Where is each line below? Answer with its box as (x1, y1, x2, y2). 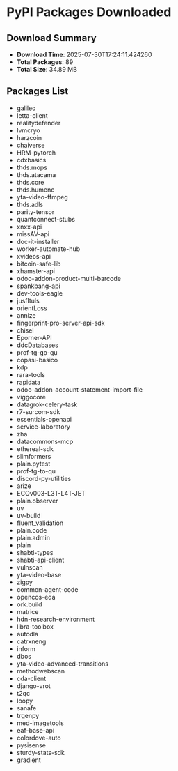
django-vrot (16, 681, 51, 690)
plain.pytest (16, 459, 51, 468)
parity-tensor (16, 207, 55, 216)
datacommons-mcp (16, 437, 74, 445)
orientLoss (16, 304, 48, 312)
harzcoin (16, 133, 42, 142)
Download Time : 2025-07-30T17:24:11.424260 (16, 50, 152, 59)
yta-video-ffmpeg (16, 192, 69, 201)
